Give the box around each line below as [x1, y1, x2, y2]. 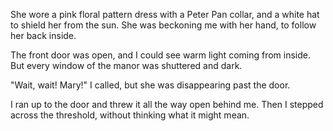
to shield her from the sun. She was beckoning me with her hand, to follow [10, 19, 317, 31]
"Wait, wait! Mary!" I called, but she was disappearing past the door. [10, 79, 291, 91]
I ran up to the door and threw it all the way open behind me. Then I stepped [10, 99, 324, 110]
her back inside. [10, 30, 77, 41]
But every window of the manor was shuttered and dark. [10, 60, 243, 71]
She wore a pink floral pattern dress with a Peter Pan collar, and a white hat [10, 9, 320, 20]
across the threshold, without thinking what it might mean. [10, 109, 250, 121]
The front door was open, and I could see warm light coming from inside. [10, 49, 312, 61]
